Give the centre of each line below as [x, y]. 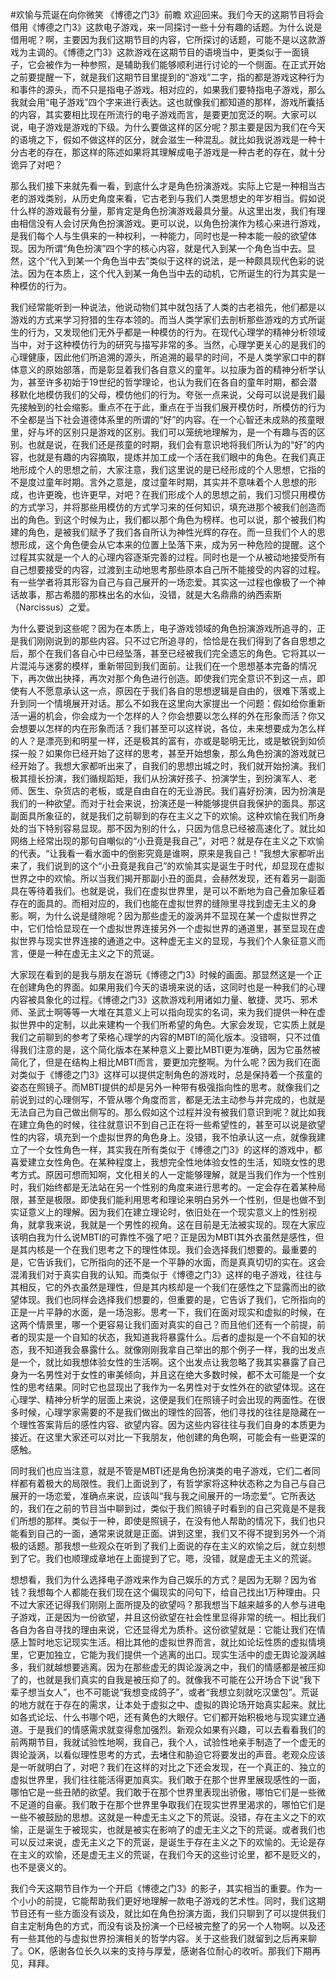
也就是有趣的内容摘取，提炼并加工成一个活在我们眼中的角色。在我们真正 [176, 457]
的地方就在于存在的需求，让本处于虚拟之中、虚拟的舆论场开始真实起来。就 [163, 1704]
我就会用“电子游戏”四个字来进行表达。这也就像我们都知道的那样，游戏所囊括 [167, 102]
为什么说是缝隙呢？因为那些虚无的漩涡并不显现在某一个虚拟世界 [176, 916]
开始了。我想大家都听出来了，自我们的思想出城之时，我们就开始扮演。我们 [172, 766]
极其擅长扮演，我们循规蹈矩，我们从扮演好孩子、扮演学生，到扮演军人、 [159, 778]
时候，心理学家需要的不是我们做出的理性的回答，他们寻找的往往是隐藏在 [167, 1412]
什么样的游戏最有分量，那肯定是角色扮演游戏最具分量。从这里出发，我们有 [163, 211]
